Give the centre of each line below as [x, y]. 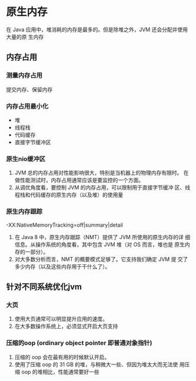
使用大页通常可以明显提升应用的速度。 [61, 319]
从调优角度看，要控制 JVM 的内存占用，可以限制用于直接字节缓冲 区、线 [102, 188]
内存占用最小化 [27, 106]
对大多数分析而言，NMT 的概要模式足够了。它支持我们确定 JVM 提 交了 [101, 259]
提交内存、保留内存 [29, 90]
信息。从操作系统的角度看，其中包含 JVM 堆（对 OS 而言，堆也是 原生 [100, 244]
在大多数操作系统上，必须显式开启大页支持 [66, 326]
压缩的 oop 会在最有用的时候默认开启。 [62, 357]
